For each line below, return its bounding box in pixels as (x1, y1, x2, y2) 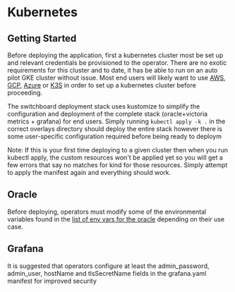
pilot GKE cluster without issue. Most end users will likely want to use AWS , (7, 73, 226, 82)
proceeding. (7, 89, 43, 97)
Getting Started (7, 32, 77, 44)
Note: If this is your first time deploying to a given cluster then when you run (7, 146, 228, 154)
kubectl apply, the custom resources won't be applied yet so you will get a (7, 153, 224, 162)
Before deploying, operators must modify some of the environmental (7, 207, 207, 216)
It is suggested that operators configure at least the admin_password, (7, 262, 210, 270)
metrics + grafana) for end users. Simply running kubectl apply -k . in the (7, 117, 226, 126)
